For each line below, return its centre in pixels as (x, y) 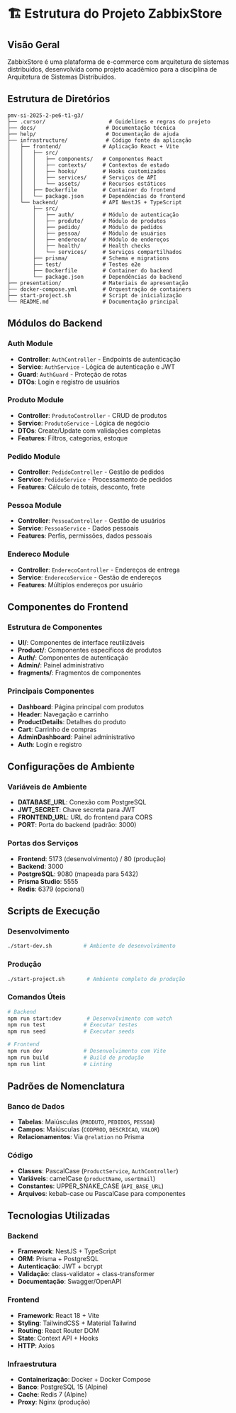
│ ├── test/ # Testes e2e (74, 264)
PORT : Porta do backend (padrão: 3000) (77, 825)
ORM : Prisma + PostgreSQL (58, 1259)
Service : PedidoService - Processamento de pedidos (95, 480)
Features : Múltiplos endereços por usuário (80, 584)
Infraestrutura (32, 1364)
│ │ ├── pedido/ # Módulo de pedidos (85, 227)
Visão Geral (34, 44)
